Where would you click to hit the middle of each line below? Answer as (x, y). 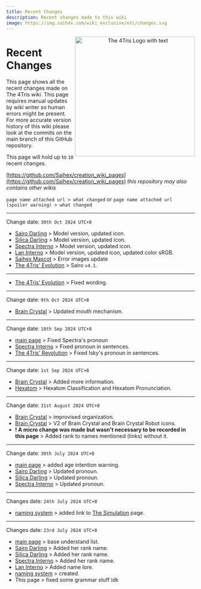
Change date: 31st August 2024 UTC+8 (53, 406)
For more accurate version (39, 120)
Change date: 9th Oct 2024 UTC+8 (48, 300)
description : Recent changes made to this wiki (67, 17)
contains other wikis (31, 188)
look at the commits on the (39, 133)
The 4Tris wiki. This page (37, 95)
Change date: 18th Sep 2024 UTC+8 (49, 329)
